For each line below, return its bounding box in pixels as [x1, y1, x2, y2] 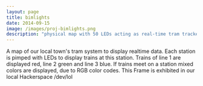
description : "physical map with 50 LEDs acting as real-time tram [6, 31, 180, 37]
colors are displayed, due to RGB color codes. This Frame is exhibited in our [6, 67, 195, 74]
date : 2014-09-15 [6, 20, 50, 26]
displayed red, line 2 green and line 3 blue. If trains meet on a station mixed [6, 61, 193, 68]
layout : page [6, 8, 39, 15]
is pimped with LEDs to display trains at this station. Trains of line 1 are [6, 54, 181, 61]
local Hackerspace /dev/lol [6, 73, 73, 81]
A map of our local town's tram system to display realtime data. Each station [6, 48, 196, 55]
